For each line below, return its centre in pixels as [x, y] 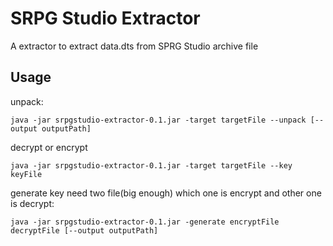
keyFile [26, 174]
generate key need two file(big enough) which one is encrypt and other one [166, 193]
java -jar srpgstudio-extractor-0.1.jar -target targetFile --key [151, 165]
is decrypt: [32, 203]
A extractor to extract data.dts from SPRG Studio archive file [134, 46]
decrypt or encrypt [49, 147]
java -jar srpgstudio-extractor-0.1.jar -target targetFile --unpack [158, 120]
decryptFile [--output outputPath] [84, 230]
